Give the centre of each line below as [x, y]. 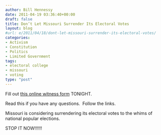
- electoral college [27, 65]
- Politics [17, 51]
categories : [18, 38]
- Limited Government [28, 56]
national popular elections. [33, 118]
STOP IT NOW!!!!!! [24, 128]
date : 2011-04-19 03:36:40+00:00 [40, 14]
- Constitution [21, 47]
